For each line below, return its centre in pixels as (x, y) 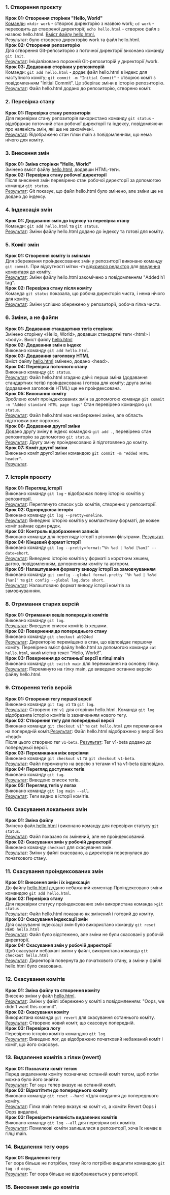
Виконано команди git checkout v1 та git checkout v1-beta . (71, 758)
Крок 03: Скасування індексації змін (46, 919)
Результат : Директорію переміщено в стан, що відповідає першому (79, 642)
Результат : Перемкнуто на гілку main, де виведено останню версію (79, 669)
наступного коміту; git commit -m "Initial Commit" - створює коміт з (81, 78)
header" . (14, 458)
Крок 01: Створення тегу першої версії (48, 698)
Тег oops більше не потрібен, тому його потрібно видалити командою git (85, 1163)
